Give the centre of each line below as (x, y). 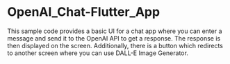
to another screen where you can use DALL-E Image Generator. (98, 53)
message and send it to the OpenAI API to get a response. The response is (114, 38)
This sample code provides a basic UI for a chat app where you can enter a (115, 31)
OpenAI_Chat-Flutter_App (84, 12)
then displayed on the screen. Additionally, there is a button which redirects (115, 45)
